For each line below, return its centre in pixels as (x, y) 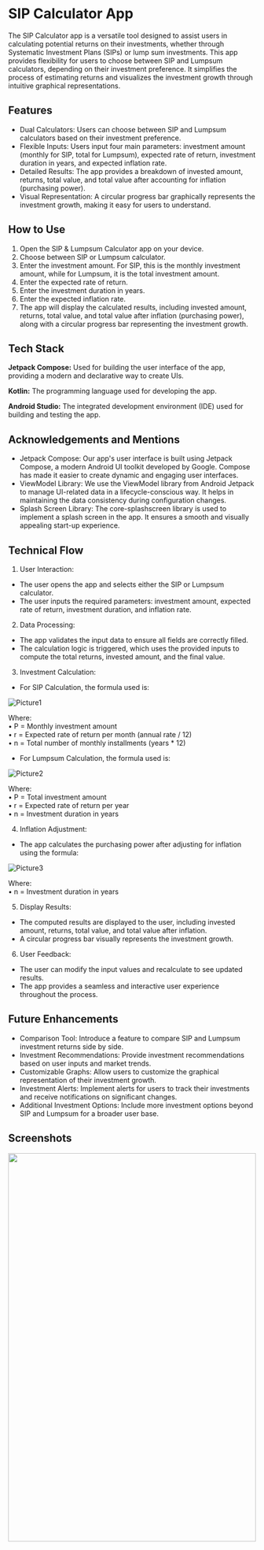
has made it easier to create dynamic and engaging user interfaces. (129, 475)
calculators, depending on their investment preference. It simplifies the (123, 69)
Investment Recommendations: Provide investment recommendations (132, 1055)
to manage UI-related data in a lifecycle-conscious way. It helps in (126, 492)
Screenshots (40, 1138)
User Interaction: (47, 569)
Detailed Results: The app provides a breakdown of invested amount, (131, 171)
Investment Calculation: (58, 672)
